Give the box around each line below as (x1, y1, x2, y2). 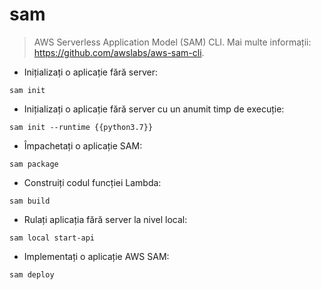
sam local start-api (9, 233, 96, 243)
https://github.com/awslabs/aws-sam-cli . (33, 46, 205, 58)
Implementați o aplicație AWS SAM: (23, 250, 170, 262)
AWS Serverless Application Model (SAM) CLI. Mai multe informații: (33, 36, 312, 48)
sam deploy (9, 269, 55, 280)
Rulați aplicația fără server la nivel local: (23, 213, 188, 225)
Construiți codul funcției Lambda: (23, 176, 162, 188)
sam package (9, 159, 59, 169)
